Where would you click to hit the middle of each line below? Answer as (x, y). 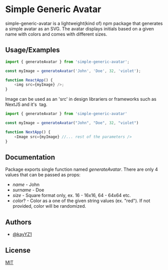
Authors (18, 222)
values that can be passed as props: (43, 175)
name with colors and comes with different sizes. (56, 34)
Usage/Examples (33, 50)
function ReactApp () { (29, 80)
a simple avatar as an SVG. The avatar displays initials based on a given (80, 28)
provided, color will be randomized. (49, 206)
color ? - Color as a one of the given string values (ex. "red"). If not (81, 201)
